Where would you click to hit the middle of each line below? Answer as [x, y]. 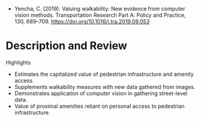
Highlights [18, 62]
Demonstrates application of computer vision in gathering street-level [101, 93]
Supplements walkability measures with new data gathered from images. [105, 87]
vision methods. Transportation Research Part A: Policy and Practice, [100, 15]
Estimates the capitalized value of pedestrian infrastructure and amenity [104, 74]
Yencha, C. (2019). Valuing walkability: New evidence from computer [100, 9]
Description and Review [66, 46]
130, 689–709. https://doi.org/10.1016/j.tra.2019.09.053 [82, 21]
